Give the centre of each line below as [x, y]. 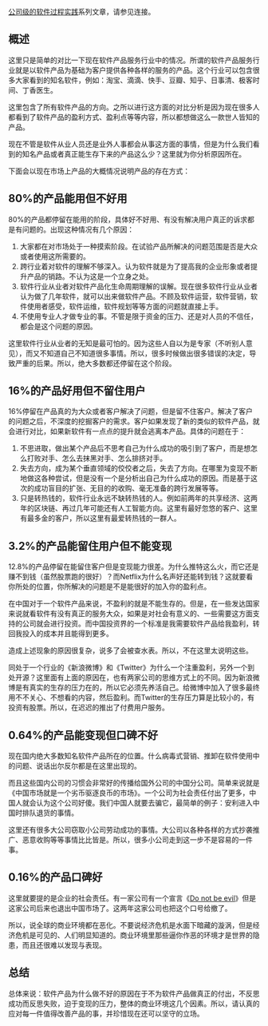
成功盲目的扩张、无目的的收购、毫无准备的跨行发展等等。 [128, 488]
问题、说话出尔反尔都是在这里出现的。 [78, 766]
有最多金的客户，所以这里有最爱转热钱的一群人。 [100, 519]
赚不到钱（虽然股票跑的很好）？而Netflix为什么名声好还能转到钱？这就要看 [131, 577]
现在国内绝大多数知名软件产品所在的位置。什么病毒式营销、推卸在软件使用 [130, 756]
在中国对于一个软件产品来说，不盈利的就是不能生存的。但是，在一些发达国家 [134, 604]
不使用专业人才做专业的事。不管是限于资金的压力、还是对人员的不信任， [138, 316]
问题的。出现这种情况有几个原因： [78, 229]
